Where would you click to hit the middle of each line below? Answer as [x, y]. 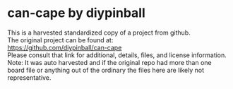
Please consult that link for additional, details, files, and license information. [117, 55]
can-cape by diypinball [77, 13]
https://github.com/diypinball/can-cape [65, 47]
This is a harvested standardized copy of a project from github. [99, 32]
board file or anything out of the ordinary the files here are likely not [106, 70]
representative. [29, 77]
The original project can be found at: [60, 40]
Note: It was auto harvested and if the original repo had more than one [109, 62]
